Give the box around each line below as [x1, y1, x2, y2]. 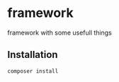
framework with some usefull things [7, 28, 112, 37]
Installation [7, 49, 58, 61]
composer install [7, 67, 59, 75]
